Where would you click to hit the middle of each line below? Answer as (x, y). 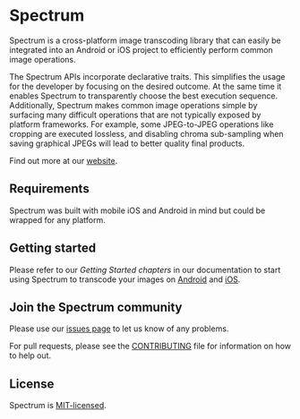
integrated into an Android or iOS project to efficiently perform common (141, 49)
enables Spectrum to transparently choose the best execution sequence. (144, 96)
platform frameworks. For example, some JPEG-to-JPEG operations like (141, 124)
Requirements (49, 189)
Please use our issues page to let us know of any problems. (119, 329)
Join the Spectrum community (96, 307)
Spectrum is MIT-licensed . (58, 406)
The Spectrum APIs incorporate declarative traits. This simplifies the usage (147, 76)
